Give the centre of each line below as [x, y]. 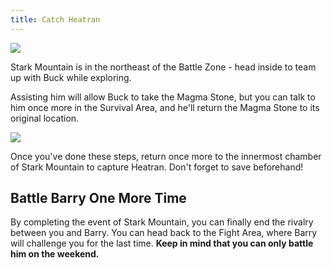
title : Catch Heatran [55, 19]
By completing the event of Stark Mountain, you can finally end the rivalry [162, 222]
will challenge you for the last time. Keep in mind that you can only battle [162, 243]
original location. [45, 118]
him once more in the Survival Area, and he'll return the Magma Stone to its [165, 107]
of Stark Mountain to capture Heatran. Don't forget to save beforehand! [157, 167]
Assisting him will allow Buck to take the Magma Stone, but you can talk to [163, 97]
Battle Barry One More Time [98, 198]
